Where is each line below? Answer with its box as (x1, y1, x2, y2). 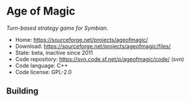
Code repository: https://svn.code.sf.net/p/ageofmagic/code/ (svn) (15, 55, 185, 63)
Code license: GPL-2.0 (15, 68, 72, 75)
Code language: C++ (15, 62, 68, 69)
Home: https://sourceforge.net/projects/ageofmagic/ (15, 36, 148, 43)
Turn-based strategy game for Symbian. (6, 24, 109, 32)
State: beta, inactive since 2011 (15, 49, 93, 56)
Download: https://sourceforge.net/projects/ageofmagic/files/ (15, 42, 171, 50)
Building (6, 86, 38, 97)
